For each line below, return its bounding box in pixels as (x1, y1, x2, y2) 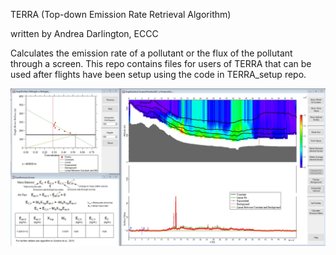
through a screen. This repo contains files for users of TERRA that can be (10, 58, 312, 69)
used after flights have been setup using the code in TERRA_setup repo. (10, 69, 307, 80)
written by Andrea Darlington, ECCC (10, 28, 159, 39)
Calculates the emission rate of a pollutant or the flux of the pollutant (10, 47, 293, 59)
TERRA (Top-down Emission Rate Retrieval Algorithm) (10, 9, 232, 20)
